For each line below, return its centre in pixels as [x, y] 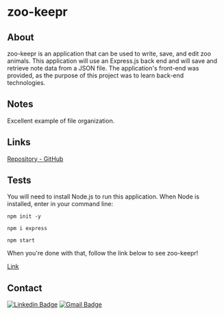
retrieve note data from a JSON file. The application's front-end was [103, 68]
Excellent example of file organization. [61, 121]
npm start [21, 240]
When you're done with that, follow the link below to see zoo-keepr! [103, 253]
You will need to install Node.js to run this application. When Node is [103, 197]
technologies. [26, 83]
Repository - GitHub [35, 159]
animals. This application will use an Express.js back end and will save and [112, 61]
